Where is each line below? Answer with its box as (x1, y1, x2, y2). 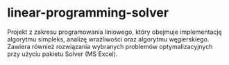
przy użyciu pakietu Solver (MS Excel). (7, 50, 118, 58)
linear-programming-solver (7, 5, 169, 21)
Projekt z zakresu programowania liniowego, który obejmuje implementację (7, 28, 222, 36)
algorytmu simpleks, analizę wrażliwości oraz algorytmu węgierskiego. (7, 35, 210, 43)
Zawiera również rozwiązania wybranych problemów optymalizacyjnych (7, 42, 213, 50)
